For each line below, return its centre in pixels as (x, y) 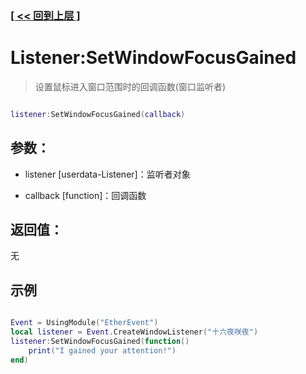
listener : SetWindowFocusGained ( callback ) (98, 114)
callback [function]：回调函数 (85, 195)
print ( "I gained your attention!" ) (102, 350)
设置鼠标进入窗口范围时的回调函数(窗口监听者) (130, 86)
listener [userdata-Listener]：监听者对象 (107, 174)
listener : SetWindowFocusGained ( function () (100, 341)
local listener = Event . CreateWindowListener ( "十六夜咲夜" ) (134, 332)
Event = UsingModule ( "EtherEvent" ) (84, 323)
